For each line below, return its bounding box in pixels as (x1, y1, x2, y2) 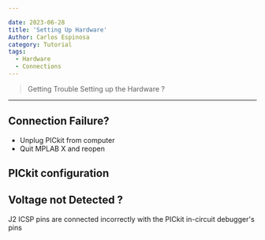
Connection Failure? (8, 114, 110, 128)
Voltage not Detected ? (8, 193, 124, 207)
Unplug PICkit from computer (19, 135, 115, 144)
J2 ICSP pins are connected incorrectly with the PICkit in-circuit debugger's (8, 214, 255, 223)
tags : (8, 48, 26, 56)
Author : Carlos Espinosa (8, 33, 90, 41)
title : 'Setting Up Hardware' (8, 25, 108, 34)
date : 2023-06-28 (8, 18, 65, 26)
